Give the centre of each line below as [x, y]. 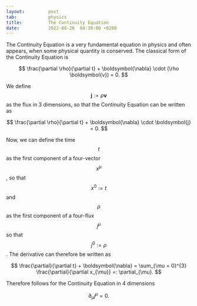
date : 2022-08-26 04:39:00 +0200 [61, 28]
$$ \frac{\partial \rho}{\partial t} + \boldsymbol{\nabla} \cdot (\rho [99, 69]
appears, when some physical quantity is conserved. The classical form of [96, 51]
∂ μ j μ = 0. [99, 296]
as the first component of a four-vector [54, 158]
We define [19, 87]
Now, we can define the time [41, 140]
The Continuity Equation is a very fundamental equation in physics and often [99, 45]
